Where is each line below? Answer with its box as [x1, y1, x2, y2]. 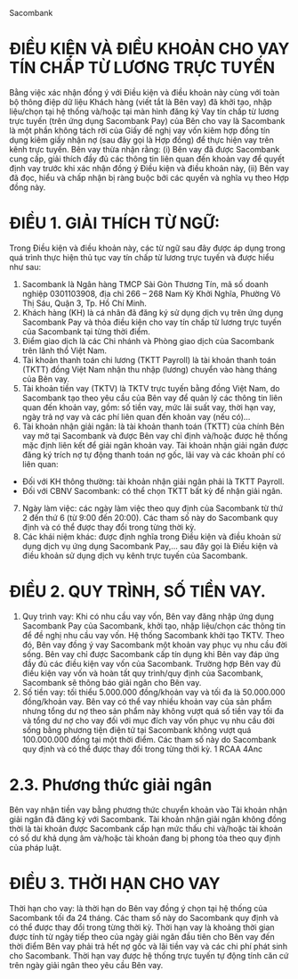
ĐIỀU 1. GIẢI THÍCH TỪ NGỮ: [9, 213, 221, 234]
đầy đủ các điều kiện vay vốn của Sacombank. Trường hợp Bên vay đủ [21, 658, 281, 669]
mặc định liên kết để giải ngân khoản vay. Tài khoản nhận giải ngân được [21, 440, 289, 450]
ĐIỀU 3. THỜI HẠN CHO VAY [9, 873, 221, 893]
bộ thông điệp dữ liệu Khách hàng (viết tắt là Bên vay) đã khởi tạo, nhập [9, 96, 273, 107]
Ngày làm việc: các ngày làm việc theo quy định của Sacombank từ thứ [21, 503, 283, 514]
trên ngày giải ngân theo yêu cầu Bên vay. [9, 959, 164, 970]
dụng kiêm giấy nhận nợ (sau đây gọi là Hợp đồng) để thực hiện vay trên [9, 134, 274, 145]
